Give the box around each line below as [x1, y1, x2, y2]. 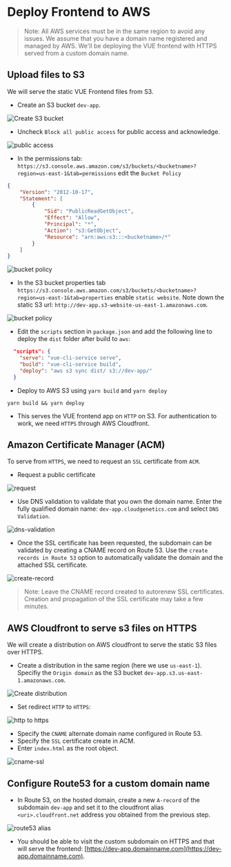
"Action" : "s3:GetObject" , [43, 227, 122, 234]
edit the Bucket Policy [117, 168, 181, 177]
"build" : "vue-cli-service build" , [19, 361, 122, 368]
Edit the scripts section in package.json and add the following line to [17, 327, 212, 335]
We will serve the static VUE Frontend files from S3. [7, 87, 154, 95]
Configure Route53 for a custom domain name [7, 777, 210, 789]
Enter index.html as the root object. [17, 744, 119, 752]
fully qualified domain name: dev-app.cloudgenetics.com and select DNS [17, 505, 219, 513]
